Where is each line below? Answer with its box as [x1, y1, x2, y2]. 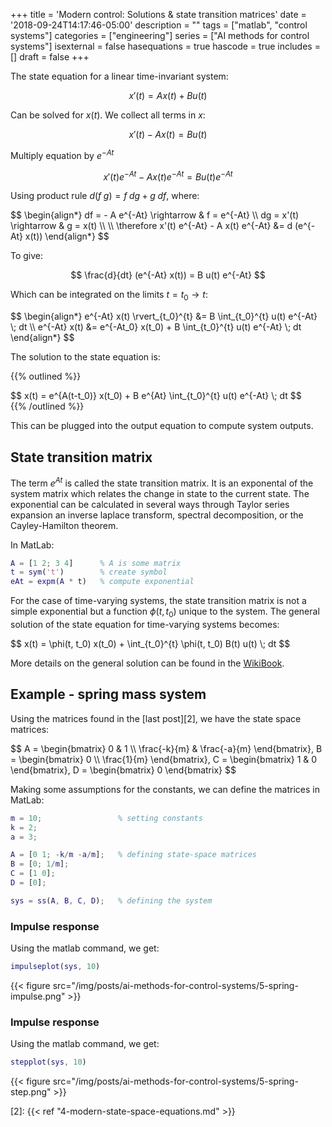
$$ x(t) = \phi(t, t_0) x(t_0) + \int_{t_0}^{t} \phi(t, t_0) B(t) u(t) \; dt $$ [10, 638, 291, 649]
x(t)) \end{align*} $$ [24, 230, 110, 243]
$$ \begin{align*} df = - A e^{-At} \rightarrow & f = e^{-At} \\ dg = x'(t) [10, 209, 300, 221]
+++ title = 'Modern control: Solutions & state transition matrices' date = [10, 9, 307, 20]
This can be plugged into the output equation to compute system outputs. [10, 420, 314, 432]
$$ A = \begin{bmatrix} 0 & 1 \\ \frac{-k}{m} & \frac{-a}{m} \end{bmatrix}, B [10, 742, 323, 754]
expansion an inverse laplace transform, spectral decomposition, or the [10, 509, 304, 521]
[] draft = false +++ [10, 51, 90, 63]
